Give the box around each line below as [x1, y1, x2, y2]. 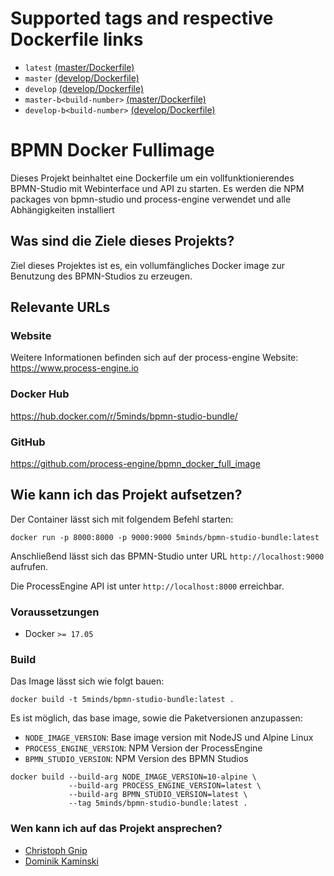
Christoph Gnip [24, 844, 88, 856]
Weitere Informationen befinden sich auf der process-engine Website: [10, 352, 299, 364]
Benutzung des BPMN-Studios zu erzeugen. [10, 270, 193, 282]
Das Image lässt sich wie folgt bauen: [10, 675, 165, 687]
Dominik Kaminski [24, 855, 99, 867]
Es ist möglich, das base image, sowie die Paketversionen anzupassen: [10, 712, 303, 724]
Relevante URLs [10, 299, 111, 316]
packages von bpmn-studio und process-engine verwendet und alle [10, 193, 292, 205]
